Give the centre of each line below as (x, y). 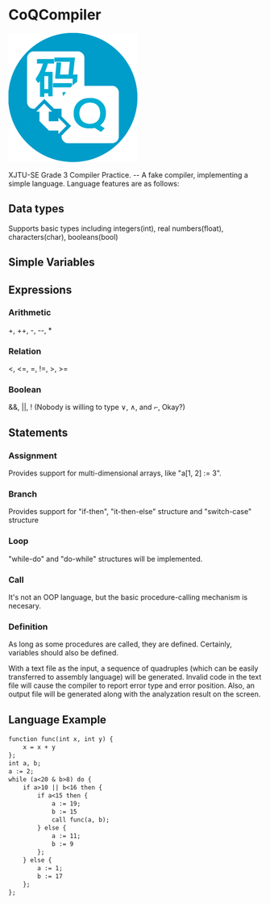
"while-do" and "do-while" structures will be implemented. (106, 559)
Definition (28, 626)
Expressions (40, 289)
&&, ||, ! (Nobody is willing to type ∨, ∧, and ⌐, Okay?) (97, 407)
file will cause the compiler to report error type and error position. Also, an (132, 686)
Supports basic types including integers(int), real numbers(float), (116, 228)
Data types (36, 209)
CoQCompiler (55, 15)
